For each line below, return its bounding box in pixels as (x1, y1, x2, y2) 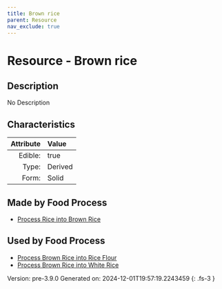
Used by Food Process (7, 235, 105, 247)
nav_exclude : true (7, 23, 60, 30)
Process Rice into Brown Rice (17, 215, 101, 223)
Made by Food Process (7, 196, 108, 208)
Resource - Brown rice (7, 53, 138, 68)
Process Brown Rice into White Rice (17, 261, 119, 269)
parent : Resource (7, 17, 57, 24)
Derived (47, 162, 73, 171)
